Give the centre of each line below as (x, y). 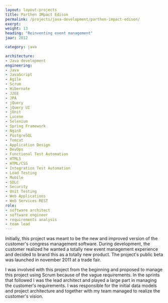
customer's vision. (24, 296)
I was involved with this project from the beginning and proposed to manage (84, 270)
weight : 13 (17, 29)
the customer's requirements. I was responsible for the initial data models (81, 286)
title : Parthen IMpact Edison (37, 15)
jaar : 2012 (17, 38)
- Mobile (14, 177)
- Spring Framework (26, 126)
